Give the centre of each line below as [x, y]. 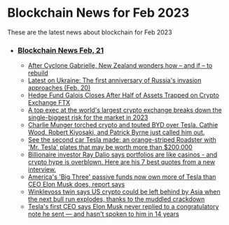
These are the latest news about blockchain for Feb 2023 [90, 32]
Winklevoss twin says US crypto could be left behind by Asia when [124, 192]
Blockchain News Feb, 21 [60, 50]
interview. [42, 170]
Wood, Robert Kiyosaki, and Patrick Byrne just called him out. [116, 132]
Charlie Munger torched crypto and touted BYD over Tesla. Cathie [123, 125]
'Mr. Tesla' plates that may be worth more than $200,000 [110, 147]
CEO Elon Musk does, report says [76, 184]
